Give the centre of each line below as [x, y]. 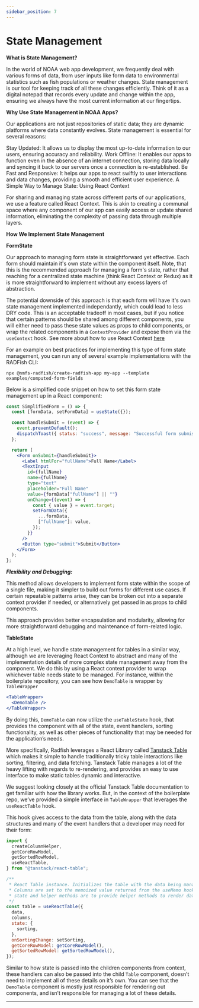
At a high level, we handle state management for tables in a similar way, [93, 650]
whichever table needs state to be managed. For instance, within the [90, 675]
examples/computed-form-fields [45, 378]
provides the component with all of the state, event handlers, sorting [89, 726]
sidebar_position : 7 [32, 12]
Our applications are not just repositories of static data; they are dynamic [95, 124]
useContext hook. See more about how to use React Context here [86, 338]
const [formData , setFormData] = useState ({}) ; [71, 412]
